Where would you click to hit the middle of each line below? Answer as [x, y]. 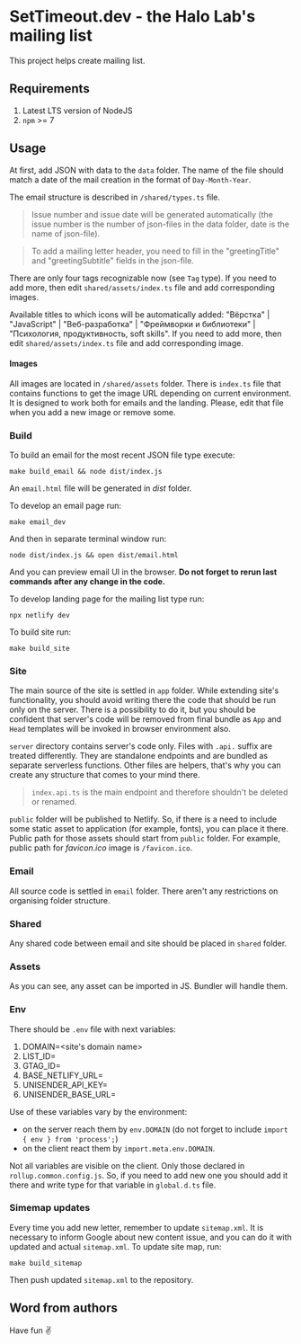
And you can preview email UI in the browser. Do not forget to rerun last [143, 572]
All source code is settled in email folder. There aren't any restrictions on [144, 891]
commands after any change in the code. [88, 582]
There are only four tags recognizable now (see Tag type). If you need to [143, 278]
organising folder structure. [60, 900]
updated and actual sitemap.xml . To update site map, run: [115, 1246]
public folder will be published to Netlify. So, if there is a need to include [143, 819]
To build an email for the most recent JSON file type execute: [122, 455]
